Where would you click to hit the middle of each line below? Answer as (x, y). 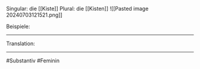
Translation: (21, 43)
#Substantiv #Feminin (33, 61)
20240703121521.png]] (34, 15)
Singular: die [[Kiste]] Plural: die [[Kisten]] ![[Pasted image (77, 9)
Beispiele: (18, 26)
